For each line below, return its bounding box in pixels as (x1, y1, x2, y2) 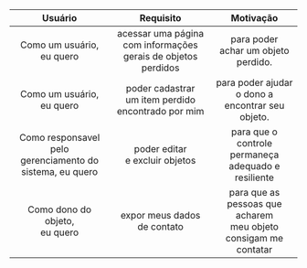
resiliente (234, 171, 274, 184)
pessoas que (227, 198, 282, 209)
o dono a (235, 88, 274, 100)
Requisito (139, 12, 182, 24)
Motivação (230, 12, 279, 24)
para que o (231, 125, 279, 138)
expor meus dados (120, 209, 201, 221)
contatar (236, 243, 273, 255)
